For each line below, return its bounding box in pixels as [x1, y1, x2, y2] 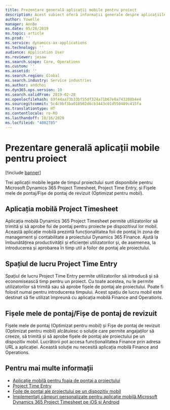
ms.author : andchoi [5, 82, 47, 87]
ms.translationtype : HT [5, 106, 56, 111]
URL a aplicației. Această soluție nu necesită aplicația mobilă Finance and [5, 344, 158, 350]
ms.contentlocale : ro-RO [5, 111, 58, 116]
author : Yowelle [5, 17, 39, 22]
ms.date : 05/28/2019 [5, 26, 49, 31]
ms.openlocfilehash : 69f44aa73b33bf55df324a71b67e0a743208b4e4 [5, 97, 142, 102]
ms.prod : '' [5, 36, 30, 41]
